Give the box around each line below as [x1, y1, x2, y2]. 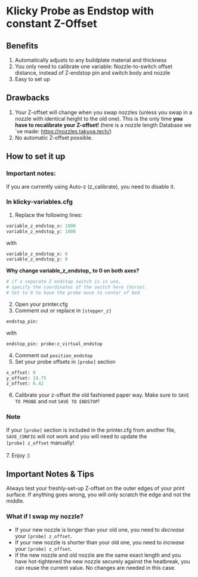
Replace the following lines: [14, 211, 83, 219]
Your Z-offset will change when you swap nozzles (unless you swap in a [14, 109, 193, 116]
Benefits [6, 41, 39, 51]
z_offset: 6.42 [6, 380, 44, 386]
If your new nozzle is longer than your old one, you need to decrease [14, 526, 185, 533]
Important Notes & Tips [6, 469, 94, 479]
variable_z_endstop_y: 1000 [6, 228, 76, 234]
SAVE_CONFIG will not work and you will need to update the [6, 432, 147, 440]
